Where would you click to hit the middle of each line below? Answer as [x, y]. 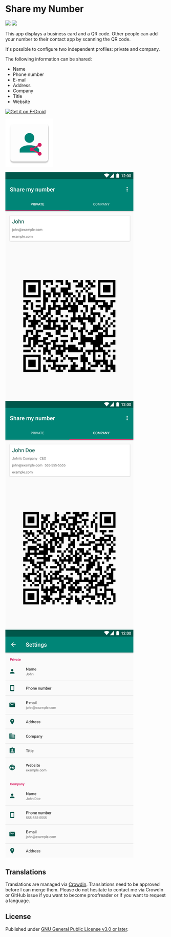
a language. [18, 901]
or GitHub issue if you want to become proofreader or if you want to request [85, 895]
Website [22, 101]
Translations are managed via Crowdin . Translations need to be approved [82, 884]
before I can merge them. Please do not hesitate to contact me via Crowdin [84, 890]
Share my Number [45, 9]
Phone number [28, 74]
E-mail [19, 79]
